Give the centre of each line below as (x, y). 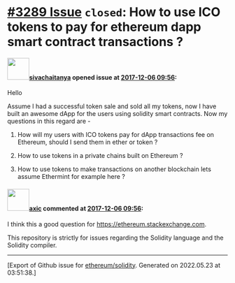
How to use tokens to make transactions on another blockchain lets (114, 169)
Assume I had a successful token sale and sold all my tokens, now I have (112, 106)
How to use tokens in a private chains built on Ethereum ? (100, 156)
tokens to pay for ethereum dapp (104, 27)
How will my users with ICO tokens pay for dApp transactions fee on (116, 135)
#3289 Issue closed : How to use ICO (114, 12)
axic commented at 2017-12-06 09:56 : (86, 208)
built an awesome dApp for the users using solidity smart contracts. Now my (117, 114)
